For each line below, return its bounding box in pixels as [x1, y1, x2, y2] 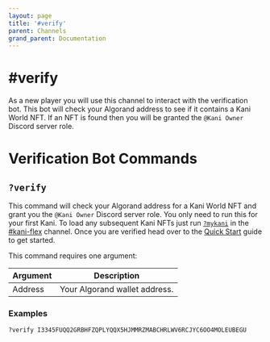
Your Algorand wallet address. [60, 284, 174, 295]
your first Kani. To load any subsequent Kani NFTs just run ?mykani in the [8, 219, 250, 228]
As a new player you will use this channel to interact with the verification [8, 96, 248, 106]
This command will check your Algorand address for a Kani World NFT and [8, 201, 256, 211]
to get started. [8, 236, 56, 245]
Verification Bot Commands [8, 150, 197, 168]
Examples [8, 308, 48, 319]
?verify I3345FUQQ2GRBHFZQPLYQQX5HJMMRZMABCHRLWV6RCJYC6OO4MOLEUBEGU [8, 326, 247, 335]
